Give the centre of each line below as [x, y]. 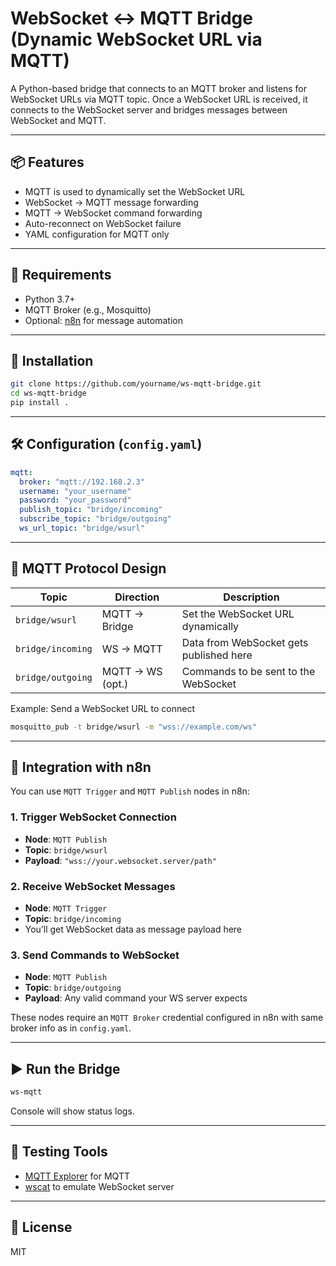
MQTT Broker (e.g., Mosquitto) [88, 309]
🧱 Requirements [61, 275]
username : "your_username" [75, 491]
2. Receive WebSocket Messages [93, 886]
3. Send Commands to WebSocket [95, 955]
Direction [137, 597]
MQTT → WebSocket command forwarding [113, 213]
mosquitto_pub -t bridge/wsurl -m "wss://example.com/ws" [133, 727]
